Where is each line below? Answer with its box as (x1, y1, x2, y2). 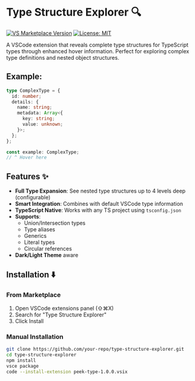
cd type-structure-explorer (6, 351, 77, 357)
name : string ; (17, 104, 52, 110)
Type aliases (23, 226, 55, 233)
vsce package (6, 363, 39, 369)
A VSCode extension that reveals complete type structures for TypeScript (6, 41, 188, 48)
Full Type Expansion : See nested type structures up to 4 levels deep (14, 187, 186, 194)
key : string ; (22, 116, 55, 122)
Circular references (23, 245, 72, 252)
